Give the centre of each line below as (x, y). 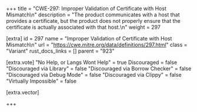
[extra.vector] (23, 92)
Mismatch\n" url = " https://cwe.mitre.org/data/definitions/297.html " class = (97, 45)
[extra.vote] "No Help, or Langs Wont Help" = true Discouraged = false (92, 62)
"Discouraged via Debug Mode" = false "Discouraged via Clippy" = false (94, 75)
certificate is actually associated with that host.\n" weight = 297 (83, 27)
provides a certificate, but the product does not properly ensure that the (93, 21)
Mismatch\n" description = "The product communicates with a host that (93, 15)
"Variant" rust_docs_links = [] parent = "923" (60, 51)
